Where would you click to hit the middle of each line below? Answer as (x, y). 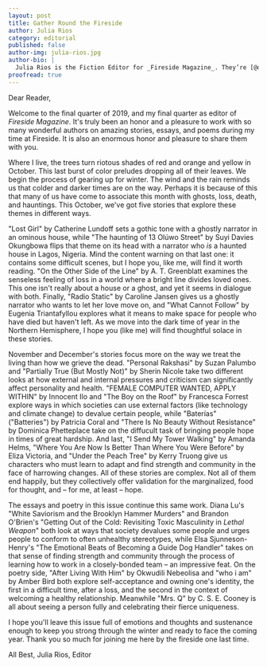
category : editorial (43, 38)
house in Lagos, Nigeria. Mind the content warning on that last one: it (121, 254)
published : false (37, 45)
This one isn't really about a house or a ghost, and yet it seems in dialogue (130, 288)
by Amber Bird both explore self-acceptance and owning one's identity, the (131, 581)
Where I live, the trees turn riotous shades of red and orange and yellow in (130, 162)
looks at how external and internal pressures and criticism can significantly (131, 379)
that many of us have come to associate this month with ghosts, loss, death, (132, 196)
